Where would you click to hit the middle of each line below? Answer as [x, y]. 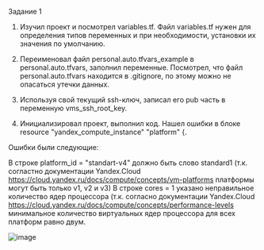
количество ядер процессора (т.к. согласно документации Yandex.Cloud [132, 196]
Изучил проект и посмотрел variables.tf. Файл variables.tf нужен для [135, 27]
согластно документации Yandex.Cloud [75, 171]
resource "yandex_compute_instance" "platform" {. [103, 132]
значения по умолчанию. [62, 44]
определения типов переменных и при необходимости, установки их [138, 35]
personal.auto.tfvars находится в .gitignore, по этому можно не [125, 76]
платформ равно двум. [47, 222]
